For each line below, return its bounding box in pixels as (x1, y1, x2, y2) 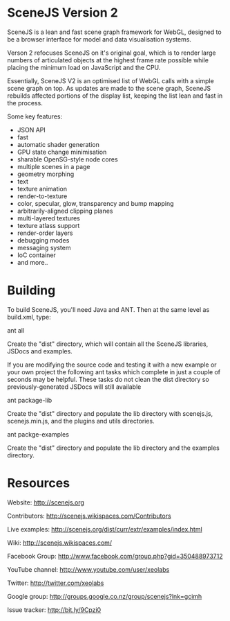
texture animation (17, 184, 68, 193)
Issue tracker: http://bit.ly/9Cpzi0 (7, 605, 102, 614)
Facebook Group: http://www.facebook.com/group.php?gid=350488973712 (7, 552, 223, 560)
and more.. (17, 258, 48, 266)
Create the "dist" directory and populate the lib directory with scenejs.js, (7, 409, 213, 417)
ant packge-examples (7, 430, 69, 438)
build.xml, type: (7, 313, 51, 321)
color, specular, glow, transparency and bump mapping (17, 199, 174, 207)
